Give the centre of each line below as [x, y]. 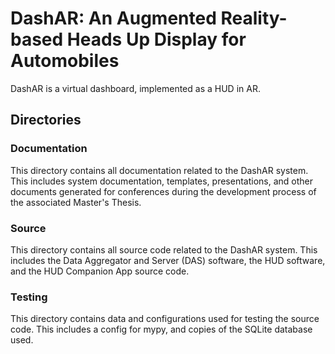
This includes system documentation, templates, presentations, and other [162, 181]
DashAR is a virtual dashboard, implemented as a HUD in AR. [135, 88]
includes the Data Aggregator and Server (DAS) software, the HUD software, [168, 260]
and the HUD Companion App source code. [100, 271]
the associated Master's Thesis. [76, 202]
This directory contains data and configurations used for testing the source [165, 319]
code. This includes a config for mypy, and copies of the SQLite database [161, 329]
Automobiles [65, 61]
